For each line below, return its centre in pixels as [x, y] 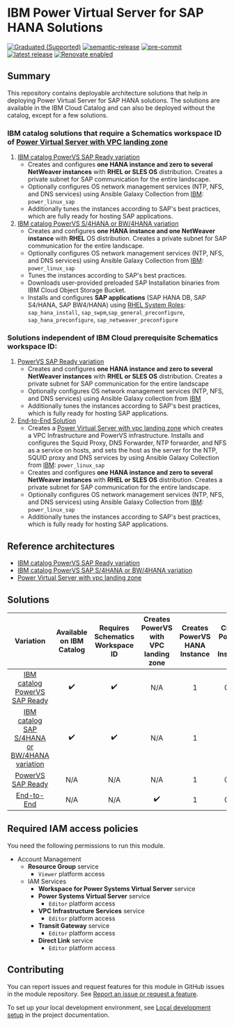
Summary [29, 76]
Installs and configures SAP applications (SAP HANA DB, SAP [117, 298]
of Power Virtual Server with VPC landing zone [88, 142]
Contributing [36, 970]
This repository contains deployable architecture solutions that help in [107, 93]
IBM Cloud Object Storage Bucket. [77, 290]
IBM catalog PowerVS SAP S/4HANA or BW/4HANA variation [105, 570]
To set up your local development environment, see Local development [109, 1007]
